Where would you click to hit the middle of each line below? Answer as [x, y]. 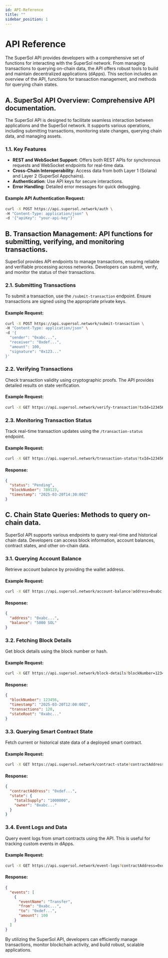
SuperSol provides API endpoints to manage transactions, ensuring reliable [82, 262]
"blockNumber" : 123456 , [34, 700]
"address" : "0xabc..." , [34, 618]
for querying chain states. [32, 85]
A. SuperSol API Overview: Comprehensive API [80, 100]
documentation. [31, 108]
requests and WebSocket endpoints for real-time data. [68, 166]
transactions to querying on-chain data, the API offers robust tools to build [82, 69]
